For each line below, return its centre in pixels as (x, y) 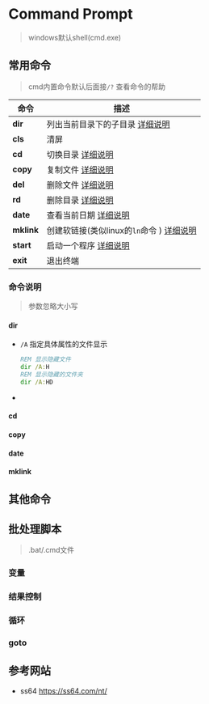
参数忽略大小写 (53, 306)
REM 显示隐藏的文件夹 (51, 375)
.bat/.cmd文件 (51, 550)
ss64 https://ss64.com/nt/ (63, 691)
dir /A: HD (37, 382)
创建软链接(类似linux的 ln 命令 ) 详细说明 (121, 230)
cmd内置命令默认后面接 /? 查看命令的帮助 (96, 87)
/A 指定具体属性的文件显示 (64, 344)
